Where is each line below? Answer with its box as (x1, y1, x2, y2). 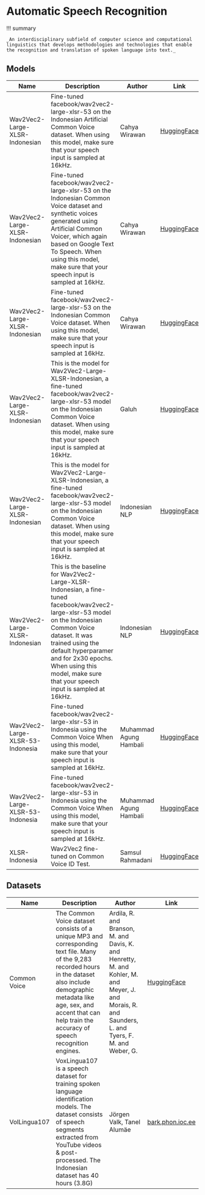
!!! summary (6, 24, 37, 32)
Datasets (6, 881, 41, 891)
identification (56, 1095, 93, 1103)
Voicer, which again (51, 232, 107, 240)
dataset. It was (51, 631, 93, 640)
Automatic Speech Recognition (6, 4, 168, 18)
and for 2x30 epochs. (51, 654, 113, 662)
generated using (51, 216, 98, 225)
